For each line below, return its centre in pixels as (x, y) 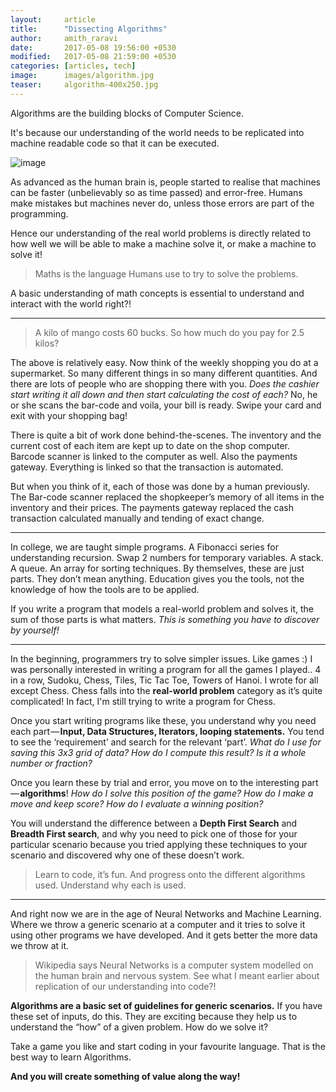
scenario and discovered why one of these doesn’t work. (127, 855)
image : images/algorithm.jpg (82, 76)
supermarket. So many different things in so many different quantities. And (164, 373)
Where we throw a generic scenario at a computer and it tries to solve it (158, 924)
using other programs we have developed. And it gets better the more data (164, 935)
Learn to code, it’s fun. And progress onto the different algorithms (170, 874)
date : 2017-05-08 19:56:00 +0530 (93, 47)
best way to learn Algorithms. (71, 1057)
